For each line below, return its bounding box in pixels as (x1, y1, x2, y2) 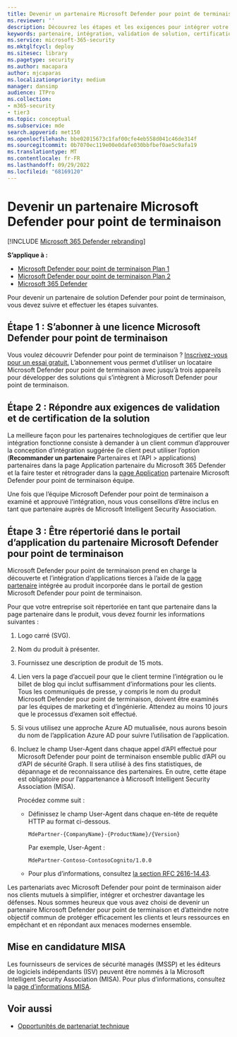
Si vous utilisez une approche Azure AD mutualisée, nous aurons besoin (17, 724, 227, 732)
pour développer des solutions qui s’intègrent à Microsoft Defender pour (7, 373, 218, 382)
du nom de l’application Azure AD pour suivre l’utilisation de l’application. (17, 731, 229, 739)
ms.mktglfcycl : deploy (7, 43, 74, 50)
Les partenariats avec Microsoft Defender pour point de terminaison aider (7, 883, 221, 891)
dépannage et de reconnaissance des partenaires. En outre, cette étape (17, 768, 227, 775)
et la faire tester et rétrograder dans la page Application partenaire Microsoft (7, 469, 230, 477)
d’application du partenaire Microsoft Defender (7, 537, 219, 549)
